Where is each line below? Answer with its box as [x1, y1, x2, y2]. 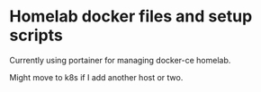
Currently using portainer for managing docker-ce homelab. [9, 54, 231, 65]
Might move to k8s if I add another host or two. [9, 71, 184, 82]
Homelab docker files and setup [9, 6, 253, 27]
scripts [9, 25, 63, 46]
